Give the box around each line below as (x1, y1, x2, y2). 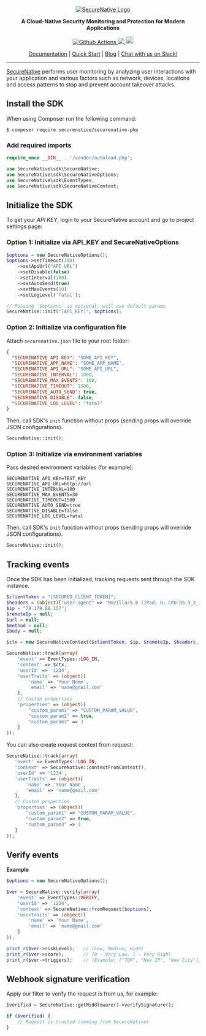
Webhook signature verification (6, 973, 131, 984)
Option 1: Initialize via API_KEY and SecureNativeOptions (6, 238, 180, 246)
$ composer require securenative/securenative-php (6, 126, 139, 133)
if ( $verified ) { (6, 1013, 51, 1019)
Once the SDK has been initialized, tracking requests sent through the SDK (6, 576, 195, 583)
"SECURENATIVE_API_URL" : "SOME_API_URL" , (12, 366, 120, 372)
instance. (6, 582, 30, 590)
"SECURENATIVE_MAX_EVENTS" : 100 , (12, 378, 97, 384)
